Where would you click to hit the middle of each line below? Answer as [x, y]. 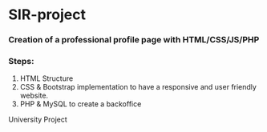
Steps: [21, 62]
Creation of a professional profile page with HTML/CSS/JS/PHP [134, 40]
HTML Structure [47, 78]
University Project [38, 120]
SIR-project [47, 15]
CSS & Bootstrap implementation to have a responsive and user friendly [138, 87]
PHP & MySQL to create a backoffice [81, 104]
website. [34, 96]
